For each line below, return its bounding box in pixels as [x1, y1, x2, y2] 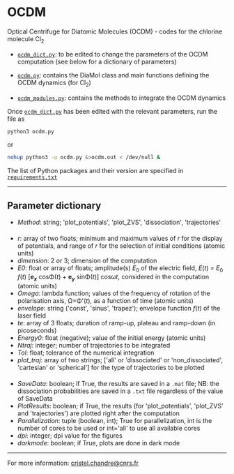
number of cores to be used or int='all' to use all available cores [17, 424, 201, 432]
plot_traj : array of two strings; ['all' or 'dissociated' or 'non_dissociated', [17, 356, 223, 364]
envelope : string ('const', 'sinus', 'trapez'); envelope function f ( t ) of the [17, 304, 221, 313]
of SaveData [17, 394, 54, 402]
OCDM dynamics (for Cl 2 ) [17, 78, 92, 88]
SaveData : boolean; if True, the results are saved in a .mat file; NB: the [17, 379, 219, 387]
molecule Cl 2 [7, 34, 45, 45]
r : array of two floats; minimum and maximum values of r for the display [17, 234, 223, 242]
